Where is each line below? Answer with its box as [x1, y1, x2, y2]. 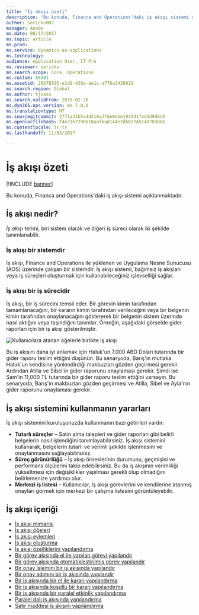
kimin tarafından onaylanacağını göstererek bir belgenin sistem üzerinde [6, 313, 182, 320]
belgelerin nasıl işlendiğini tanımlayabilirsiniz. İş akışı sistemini [14, 437, 166, 444]
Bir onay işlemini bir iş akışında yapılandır [14, 564, 115, 571]
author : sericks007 [6, 20, 54, 26]
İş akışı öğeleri [14, 526, 50, 534]
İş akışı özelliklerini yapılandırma [14, 545, 94, 552]
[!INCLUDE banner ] [6, 180, 53, 187]
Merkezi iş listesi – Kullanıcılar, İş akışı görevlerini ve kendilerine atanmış [14, 481, 192, 488]
